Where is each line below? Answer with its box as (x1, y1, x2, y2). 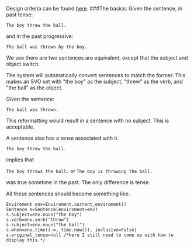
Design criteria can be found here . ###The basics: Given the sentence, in (6, 5, 183, 12)
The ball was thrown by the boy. (6, 44, 88, 50)
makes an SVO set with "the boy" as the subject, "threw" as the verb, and (6, 78, 183, 85)
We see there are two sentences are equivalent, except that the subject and (6, 54, 188, 61)
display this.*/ (6, 237, 46, 243)
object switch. (6, 61, 40, 67)
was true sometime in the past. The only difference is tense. (6, 179, 151, 186)
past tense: (6, 11, 33, 18)
